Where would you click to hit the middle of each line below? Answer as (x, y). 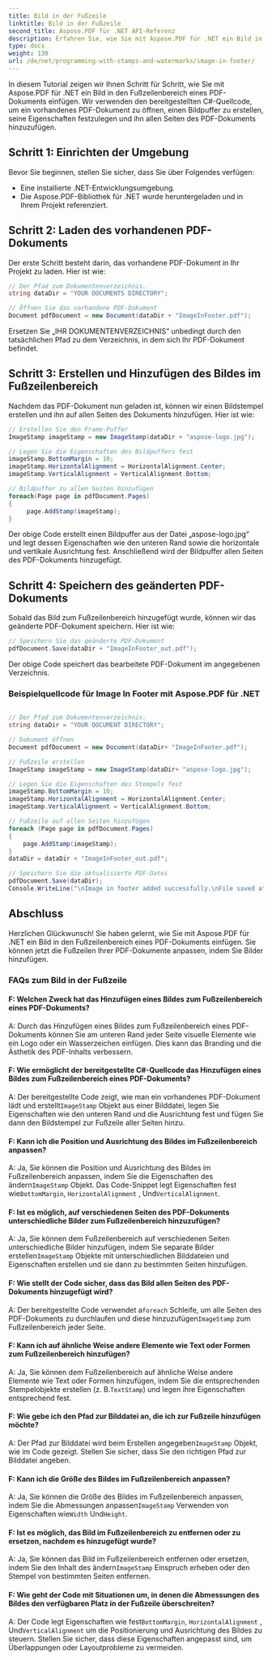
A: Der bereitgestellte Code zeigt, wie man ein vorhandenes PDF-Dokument (134, 1097)
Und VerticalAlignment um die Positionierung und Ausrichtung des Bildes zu (136, 1630)
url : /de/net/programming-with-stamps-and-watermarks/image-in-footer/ (132, 62)
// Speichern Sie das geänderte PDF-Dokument (86, 641)
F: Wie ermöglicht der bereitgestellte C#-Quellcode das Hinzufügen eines (135, 1070)
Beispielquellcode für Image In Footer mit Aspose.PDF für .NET (134, 693)
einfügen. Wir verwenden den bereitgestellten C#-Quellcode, (150, 101)
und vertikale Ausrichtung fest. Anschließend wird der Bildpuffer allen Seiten (136, 551)
